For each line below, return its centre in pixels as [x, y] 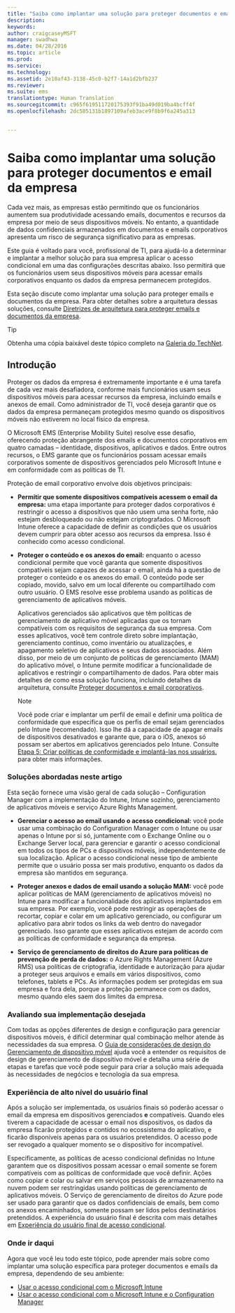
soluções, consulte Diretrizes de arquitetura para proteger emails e [104, 308]
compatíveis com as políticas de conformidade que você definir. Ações [109, 1173]
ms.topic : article [34, 53]
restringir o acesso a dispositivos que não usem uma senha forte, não [118, 512]
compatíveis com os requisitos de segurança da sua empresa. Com [114, 628]
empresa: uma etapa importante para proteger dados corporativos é [116, 504]
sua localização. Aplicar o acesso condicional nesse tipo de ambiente [117, 858]
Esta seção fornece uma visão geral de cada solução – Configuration [107, 792]
